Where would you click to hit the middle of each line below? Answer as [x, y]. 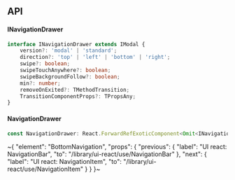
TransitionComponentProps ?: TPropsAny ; [78, 96]
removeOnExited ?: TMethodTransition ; [75, 90]
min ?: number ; [40, 83]
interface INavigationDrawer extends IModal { [76, 44]
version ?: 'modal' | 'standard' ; [69, 51]
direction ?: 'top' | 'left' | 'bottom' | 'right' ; [95, 57]
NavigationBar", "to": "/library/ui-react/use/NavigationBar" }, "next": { [107, 154]
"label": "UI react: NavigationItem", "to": [65, 162]
